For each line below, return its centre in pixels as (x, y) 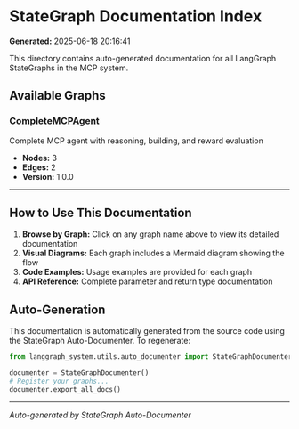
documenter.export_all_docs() (65, 389)
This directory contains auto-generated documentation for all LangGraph (143, 58)
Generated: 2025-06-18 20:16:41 (70, 41)
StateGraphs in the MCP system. (69, 68)
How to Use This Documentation (101, 213)
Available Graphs (58, 96)
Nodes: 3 (40, 158)
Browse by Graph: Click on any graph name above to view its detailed (150, 234)
